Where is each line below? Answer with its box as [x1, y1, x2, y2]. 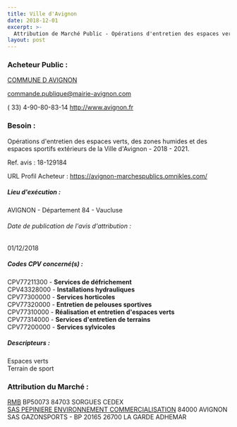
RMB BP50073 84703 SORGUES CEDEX [7, 398, 124, 407]
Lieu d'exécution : [7, 188, 61, 196]
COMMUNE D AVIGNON [7, 76, 78, 85]
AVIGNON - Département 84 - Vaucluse [7, 205, 123, 214]
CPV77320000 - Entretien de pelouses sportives [7, 300, 152, 308]
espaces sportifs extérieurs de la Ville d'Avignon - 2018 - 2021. [7, 144, 190, 152]
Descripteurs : [7, 339, 51, 347]
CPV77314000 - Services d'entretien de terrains [7, 315, 151, 323]
